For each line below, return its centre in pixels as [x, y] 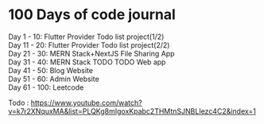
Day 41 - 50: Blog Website [51, 70]
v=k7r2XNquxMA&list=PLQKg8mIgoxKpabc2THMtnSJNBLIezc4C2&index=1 [132, 111]
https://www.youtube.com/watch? [86, 103]
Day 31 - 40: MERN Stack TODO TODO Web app [87, 62]
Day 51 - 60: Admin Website [54, 79]
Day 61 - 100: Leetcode [46, 87]
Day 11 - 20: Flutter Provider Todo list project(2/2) [89, 45]
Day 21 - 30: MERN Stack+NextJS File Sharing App [91, 53]
